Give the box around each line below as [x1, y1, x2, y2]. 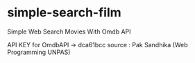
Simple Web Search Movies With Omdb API [7, 27, 131, 36]
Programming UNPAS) [7, 48, 71, 56]
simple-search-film [7, 5, 121, 21]
